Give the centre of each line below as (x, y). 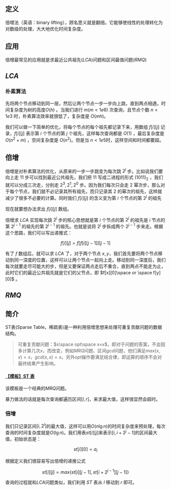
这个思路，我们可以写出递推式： (39, 233)
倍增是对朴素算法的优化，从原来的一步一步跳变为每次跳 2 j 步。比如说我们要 (84, 171)
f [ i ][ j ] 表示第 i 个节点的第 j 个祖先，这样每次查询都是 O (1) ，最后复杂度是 (89, 134)
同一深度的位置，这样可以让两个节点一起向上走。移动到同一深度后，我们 (90, 260)
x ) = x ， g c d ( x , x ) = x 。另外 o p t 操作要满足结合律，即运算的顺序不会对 (90, 357)
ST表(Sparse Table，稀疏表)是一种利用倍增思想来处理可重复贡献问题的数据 (84, 327)
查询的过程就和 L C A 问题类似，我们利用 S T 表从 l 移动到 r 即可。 (71, 482)
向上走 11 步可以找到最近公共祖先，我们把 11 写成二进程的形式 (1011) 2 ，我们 (84, 178)
